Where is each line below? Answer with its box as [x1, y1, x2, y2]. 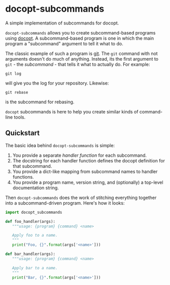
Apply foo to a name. [12, 233, 58, 238]
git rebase [5, 90, 28, 95]
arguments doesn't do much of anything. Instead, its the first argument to [5, 55, 159, 62]
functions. [12, 174, 34, 180]
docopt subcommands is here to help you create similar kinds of [5, 108, 139, 115]
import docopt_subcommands [5, 210, 62, 215]
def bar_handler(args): [5, 251, 56, 256]
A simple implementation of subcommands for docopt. [5, 20, 119, 26]
